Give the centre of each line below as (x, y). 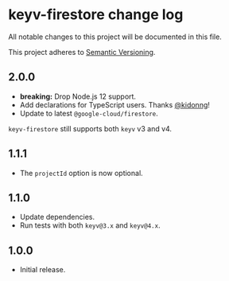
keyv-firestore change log (96, 15)
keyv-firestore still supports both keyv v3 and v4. (90, 128)
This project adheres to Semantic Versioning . (82, 52)
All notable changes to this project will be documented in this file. (115, 37)
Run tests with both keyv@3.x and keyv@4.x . (90, 225)
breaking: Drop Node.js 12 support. (78, 96)
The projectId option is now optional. (81, 173)
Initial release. (43, 270)
